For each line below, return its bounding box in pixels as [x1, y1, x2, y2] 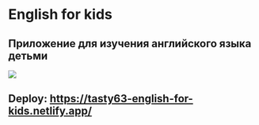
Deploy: [8, 92, 48, 105]
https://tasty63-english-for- [49, 92, 194, 105]
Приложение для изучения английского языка [8, 37, 252, 50]
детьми [8, 49, 48, 62]
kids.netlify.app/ [8, 105, 93, 118]
